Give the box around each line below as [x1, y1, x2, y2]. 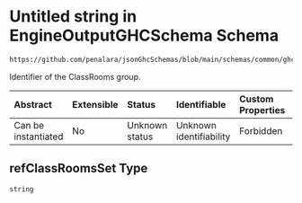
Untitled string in [9, 6, 138, 27]
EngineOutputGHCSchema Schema [9, 25, 280, 46]
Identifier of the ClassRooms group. [9, 71, 141, 82]
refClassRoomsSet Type [9, 161, 148, 176]
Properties [239, 103, 286, 116]
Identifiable [175, 98, 226, 110]
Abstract [13, 98, 52, 110]
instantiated [13, 130, 64, 143]
